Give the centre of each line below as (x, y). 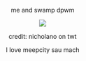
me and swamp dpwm (43, 10)
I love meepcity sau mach (43, 50)
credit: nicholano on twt (43, 36)
